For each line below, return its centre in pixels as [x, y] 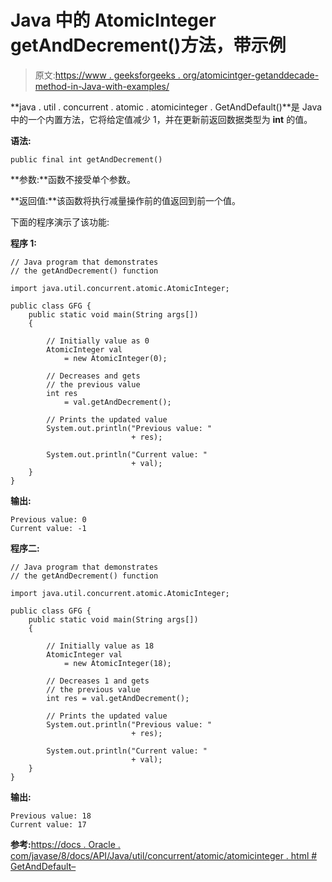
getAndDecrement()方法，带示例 [148, 45]
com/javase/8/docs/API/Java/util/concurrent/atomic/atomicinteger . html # [164, 855]
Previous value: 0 [48, 519]
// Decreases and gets [93, 376]
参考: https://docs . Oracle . [65, 844]
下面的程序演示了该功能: [60, 222]
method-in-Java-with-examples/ [102, 86]
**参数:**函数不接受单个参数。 [73, 179]
